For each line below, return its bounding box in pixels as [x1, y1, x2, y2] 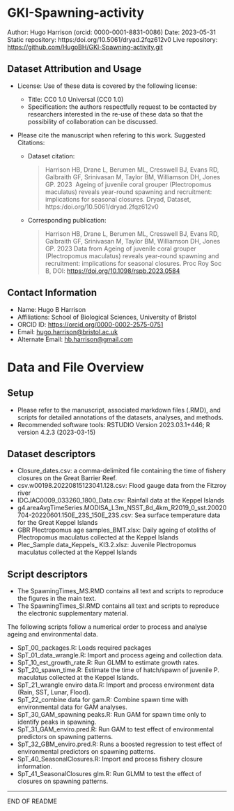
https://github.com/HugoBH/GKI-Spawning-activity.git [7, 43, 164, 51]
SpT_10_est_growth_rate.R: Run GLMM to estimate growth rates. [17, 658, 200, 667]
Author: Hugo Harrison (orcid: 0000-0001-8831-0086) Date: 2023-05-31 [7, 28, 216, 36]
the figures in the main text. [17, 595, 96, 603]
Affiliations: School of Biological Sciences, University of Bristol [17, 313, 197, 321]
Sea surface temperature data [134, 511, 221, 519]
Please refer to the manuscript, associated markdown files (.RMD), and [17, 405, 221, 414]
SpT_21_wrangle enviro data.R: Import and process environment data [17, 680, 214, 689]
